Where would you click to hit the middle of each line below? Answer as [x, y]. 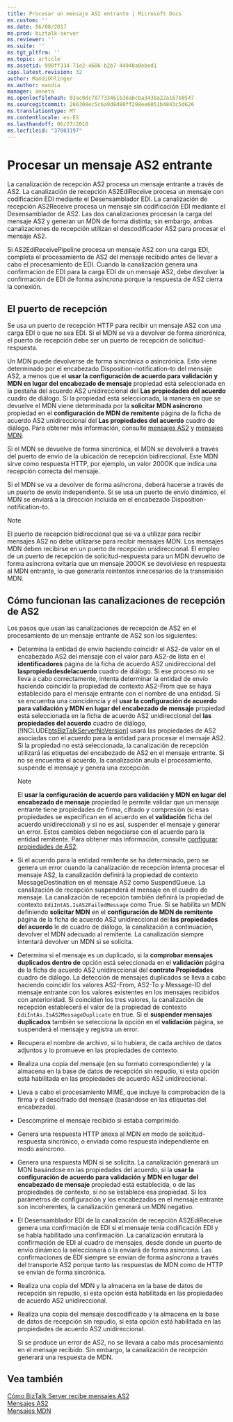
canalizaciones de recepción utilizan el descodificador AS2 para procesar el [116, 229]
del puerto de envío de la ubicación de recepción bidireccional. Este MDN [113, 456]
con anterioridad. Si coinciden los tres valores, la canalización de [110, 999]
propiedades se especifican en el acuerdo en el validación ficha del [115, 816]
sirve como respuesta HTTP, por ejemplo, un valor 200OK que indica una [112, 464]
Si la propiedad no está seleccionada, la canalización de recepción [113, 745]
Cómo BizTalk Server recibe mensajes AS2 [69, 1395]
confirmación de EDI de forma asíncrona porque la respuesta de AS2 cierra [115, 279]
